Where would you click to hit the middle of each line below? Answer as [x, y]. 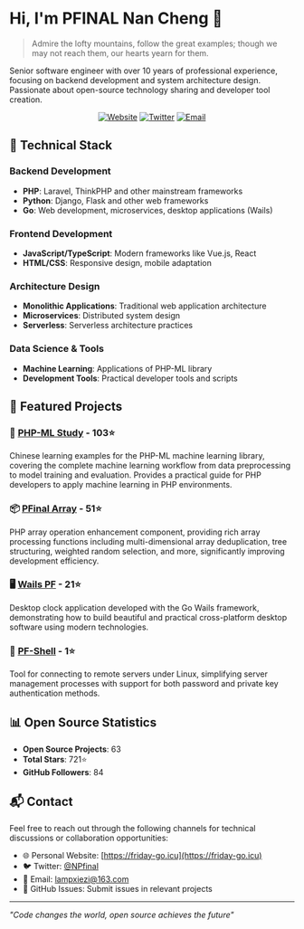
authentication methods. [55, 693]
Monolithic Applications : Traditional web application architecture [144, 306]
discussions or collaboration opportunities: [89, 838]
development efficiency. [54, 561]
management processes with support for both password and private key [144, 684]
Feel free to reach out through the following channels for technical [133, 828]
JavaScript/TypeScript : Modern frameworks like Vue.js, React [139, 253]
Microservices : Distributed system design [101, 316]
